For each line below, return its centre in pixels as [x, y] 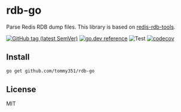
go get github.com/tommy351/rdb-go [50, 71]
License [21, 90]
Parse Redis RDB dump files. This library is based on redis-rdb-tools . [91, 27]
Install [18, 57]
